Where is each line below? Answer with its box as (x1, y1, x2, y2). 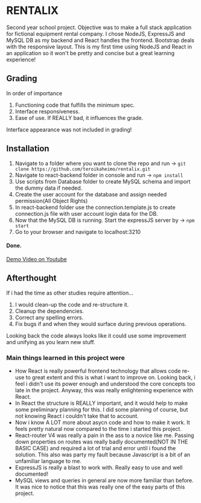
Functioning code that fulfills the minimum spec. (14, 101, 135, 108)
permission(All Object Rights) (14, 197, 88, 204)
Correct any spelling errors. (14, 313, 84, 321)
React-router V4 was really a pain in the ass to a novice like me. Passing (14, 431, 194, 439)
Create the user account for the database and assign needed (14, 190, 167, 198)
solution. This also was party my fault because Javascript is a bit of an (14, 451, 191, 458)
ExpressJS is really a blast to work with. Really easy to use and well (14, 464, 183, 471)
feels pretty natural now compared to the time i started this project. (14, 425, 182, 432)
